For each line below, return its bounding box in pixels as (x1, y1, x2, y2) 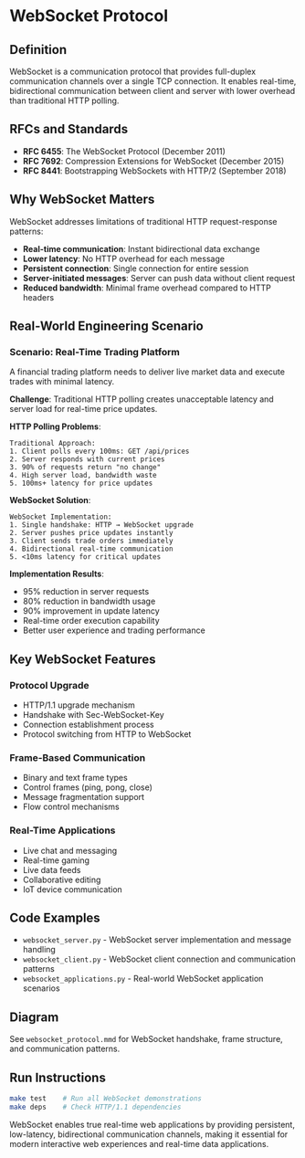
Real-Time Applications (9, 824, 116, 837)
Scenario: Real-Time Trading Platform (9, 345, 180, 358)
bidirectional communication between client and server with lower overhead (9, 86, 296, 96)
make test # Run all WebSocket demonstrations (9, 1094, 203, 1103)
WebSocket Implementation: (9, 512, 112, 521)
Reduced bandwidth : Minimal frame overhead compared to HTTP (22, 282, 271, 293)
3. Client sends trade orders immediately (9, 536, 174, 546)
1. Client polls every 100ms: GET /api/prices (9, 447, 190, 457)
